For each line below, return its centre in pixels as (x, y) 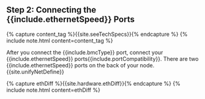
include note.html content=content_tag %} (60, 40)
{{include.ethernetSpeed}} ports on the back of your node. (80, 65)
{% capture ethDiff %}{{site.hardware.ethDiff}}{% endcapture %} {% (93, 83)
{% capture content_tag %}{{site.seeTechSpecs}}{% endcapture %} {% (97, 34)
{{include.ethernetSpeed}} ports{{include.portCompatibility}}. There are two (102, 59)
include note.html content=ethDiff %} (54, 90)
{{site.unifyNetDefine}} (35, 72)
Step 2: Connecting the (51, 10)
